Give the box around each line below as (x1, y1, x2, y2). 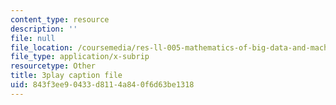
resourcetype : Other (10, 61, 97, 71)
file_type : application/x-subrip (10, 52, 150, 62)
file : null (10, 33, 56, 43)
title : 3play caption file (10, 71, 123, 81)
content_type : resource (10, 14, 110, 25)
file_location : (10, 42, 74, 53)
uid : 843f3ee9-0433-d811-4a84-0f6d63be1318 (10, 80, 195, 90)
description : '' (10, 24, 78, 34)
